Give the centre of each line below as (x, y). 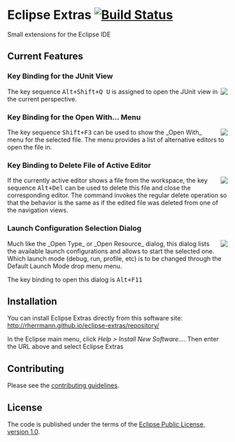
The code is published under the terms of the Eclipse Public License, (106, 424)
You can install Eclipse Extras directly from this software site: (95, 318)
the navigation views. (38, 211)
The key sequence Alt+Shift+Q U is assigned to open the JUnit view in (113, 92)
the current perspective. (42, 99)
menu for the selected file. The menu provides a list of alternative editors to (116, 139)
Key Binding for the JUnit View (60, 76)
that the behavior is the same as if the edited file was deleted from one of (113, 203)
